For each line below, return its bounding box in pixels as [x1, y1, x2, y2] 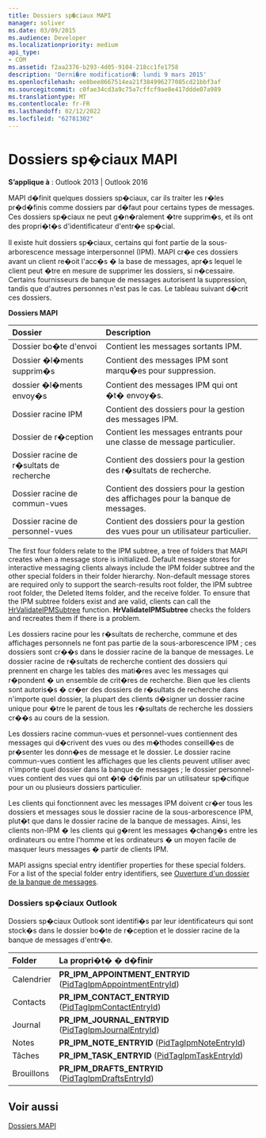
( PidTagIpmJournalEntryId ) [59, 1025, 160, 1036]
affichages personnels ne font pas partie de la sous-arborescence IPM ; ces [8, 638, 257, 647]
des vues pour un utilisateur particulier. [105, 525, 252, 536]
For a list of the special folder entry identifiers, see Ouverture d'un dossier [8, 868, 250, 878]
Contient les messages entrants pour [105, 426, 243, 437]
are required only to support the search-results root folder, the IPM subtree [8, 580, 253, 589]
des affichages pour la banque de [105, 492, 231, 504]
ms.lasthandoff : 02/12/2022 [8, 108, 101, 116]
